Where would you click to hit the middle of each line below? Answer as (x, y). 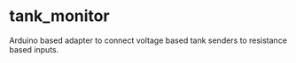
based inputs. (34, 49)
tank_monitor (59, 16)
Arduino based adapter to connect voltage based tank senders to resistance (148, 40)
